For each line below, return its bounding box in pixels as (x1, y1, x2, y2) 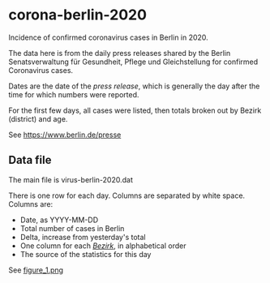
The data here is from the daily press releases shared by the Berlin (8, 48, 231, 58)
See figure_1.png (8, 265, 63, 275)
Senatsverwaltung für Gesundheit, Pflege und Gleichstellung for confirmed (8, 57, 259, 66)
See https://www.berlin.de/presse (8, 130, 122, 139)
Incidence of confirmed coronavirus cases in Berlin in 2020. (8, 32, 208, 42)
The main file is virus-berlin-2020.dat (8, 174, 134, 184)
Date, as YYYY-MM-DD (19, 215, 99, 225)
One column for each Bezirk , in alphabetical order (19, 241, 186, 251)
